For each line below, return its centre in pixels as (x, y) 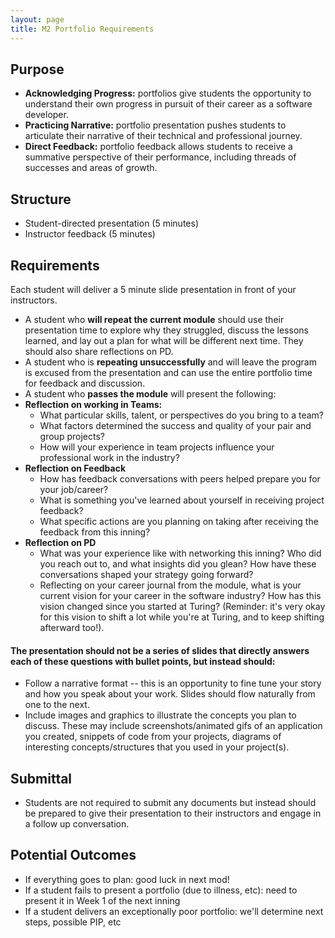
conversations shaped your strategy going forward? (146, 574)
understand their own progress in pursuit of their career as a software (168, 104)
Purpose (37, 69)
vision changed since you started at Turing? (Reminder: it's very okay (182, 606)
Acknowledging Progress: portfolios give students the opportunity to (168, 93)
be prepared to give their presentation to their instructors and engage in (173, 813)
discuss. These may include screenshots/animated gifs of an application (173, 726)
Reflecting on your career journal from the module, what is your (170, 585)
